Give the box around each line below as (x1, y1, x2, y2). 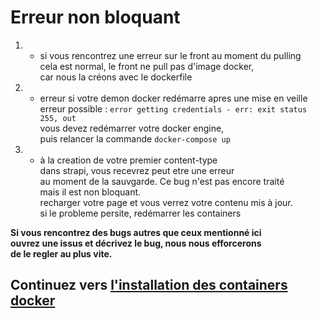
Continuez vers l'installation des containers (10, 277, 288, 294)
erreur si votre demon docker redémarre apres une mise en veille (39, 92, 308, 104)
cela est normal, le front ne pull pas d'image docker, (39, 60, 255, 72)
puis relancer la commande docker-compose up (39, 132, 231, 145)
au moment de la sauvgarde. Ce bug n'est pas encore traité (39, 175, 285, 187)
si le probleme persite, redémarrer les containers (39, 207, 242, 219)
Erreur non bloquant (10, 6, 181, 29)
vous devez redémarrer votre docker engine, (39, 122, 225, 134)
